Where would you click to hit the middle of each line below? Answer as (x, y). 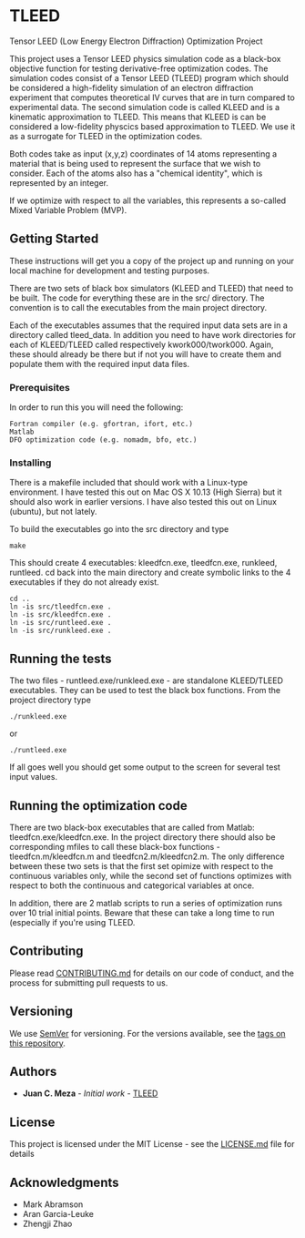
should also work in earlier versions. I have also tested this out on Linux (143, 502)
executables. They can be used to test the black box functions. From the (145, 691)
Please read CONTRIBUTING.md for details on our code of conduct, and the (152, 973)
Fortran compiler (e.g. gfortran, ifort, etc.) (102, 425)
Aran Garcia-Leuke (58, 1214)
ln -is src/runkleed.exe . (61, 631)
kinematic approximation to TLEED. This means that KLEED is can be (138, 117)
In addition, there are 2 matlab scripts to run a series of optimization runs (146, 903)
